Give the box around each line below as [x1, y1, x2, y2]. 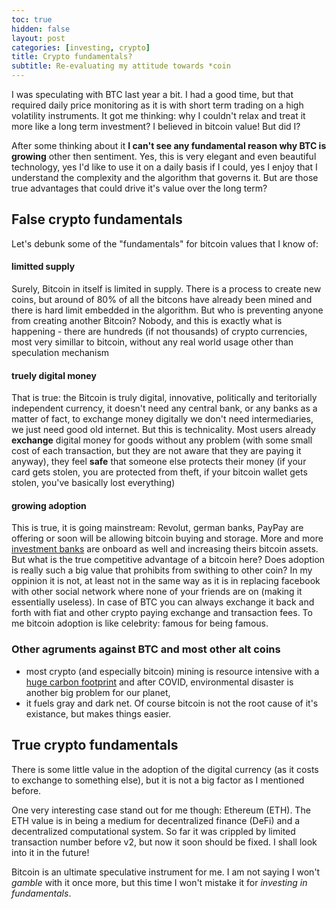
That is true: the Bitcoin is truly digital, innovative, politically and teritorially [11, 392, 318, 404]
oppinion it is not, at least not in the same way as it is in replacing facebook [11, 575, 321, 587]
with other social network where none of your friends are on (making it [11, 586, 303, 598]
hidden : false [11, 24, 71, 34]
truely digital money [11, 369, 97, 381]
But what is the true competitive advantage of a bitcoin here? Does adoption [11, 554, 326, 566]
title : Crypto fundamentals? [11, 52, 133, 62]
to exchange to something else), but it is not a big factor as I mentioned [11, 774, 305, 786]
